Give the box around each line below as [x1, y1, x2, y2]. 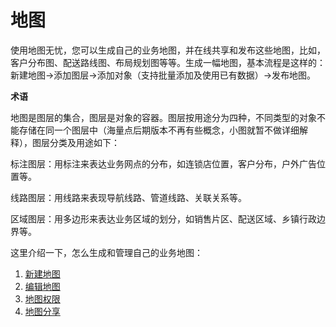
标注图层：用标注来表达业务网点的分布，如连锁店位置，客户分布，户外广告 [10, 157, 317, 170]
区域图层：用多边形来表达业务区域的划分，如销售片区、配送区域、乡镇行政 [10, 212, 317, 225]
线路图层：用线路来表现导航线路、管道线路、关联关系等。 [10, 191, 247, 203]
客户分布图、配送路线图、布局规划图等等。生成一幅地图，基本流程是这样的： [10, 56, 326, 68]
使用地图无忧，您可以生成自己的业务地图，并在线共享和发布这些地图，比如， [10, 44, 326, 56]
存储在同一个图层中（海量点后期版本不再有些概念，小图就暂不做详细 [18, 124, 300, 136]
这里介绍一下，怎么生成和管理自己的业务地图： [10, 246, 203, 258]
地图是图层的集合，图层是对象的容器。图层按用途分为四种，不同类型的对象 [10, 111, 317, 123]
